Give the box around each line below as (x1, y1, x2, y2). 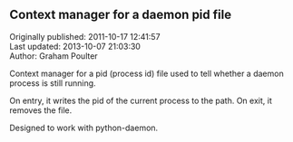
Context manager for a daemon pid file (9, 7, 232, 23)
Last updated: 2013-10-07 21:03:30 (9, 41, 141, 52)
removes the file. (9, 104, 73, 116)
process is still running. (9, 77, 97, 89)
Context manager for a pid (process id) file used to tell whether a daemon (9, 68, 284, 79)
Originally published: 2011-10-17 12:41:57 (9, 31, 161, 42)
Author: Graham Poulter (9, 50, 98, 62)
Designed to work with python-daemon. (9, 122, 159, 133)
